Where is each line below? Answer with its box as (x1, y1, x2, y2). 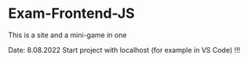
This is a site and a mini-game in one (8, 30, 127, 40)
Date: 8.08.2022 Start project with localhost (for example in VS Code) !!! (8, 45, 241, 54)
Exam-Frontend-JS (8, 5, 135, 22)
